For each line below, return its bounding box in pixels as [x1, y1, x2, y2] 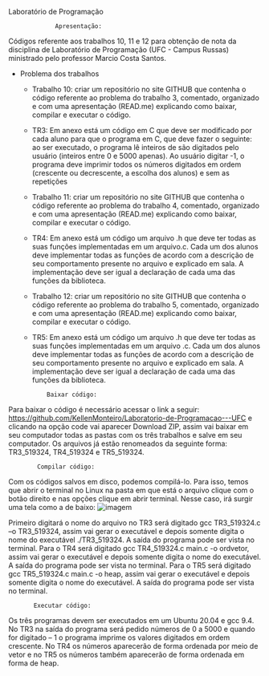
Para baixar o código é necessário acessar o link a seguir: [8, 405, 200, 414]
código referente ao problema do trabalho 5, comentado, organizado [31, 300, 259, 310]
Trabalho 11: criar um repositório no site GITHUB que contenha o [31, 192, 245, 201]
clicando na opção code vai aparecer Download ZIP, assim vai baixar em [8, 422, 249, 431]
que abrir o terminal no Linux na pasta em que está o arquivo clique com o [8, 485, 255, 495]
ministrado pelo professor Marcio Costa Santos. [8, 54, 167, 63]
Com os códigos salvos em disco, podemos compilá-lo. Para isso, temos [8, 477, 249, 486]
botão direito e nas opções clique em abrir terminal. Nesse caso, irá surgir [8, 494, 254, 504]
